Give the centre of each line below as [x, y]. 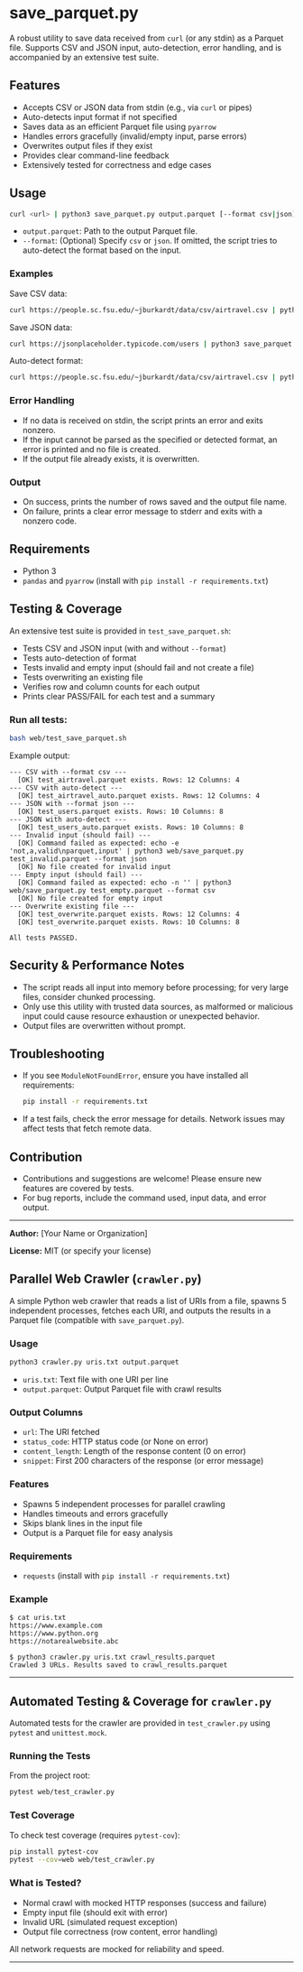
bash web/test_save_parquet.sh [68, 738]
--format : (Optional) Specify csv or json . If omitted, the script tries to [150, 241]
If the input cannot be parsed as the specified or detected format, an [150, 440]
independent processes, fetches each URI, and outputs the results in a [140, 1310]
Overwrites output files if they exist [87, 145]
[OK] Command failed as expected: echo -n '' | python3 [124, 883]
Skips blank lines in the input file [82, 1523]
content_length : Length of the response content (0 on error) [134, 1451]
